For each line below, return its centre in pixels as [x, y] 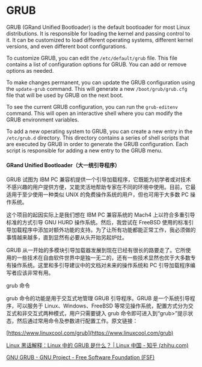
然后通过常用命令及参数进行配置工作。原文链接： [77, 321]
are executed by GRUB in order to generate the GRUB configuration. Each [97, 144]
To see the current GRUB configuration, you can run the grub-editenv [92, 106]
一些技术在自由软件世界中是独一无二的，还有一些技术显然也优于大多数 [103, 258]
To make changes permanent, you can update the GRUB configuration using [101, 82]
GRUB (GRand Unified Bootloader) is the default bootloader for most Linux [98, 27]
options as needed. [30, 70]
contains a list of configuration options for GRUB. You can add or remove [96, 64]
